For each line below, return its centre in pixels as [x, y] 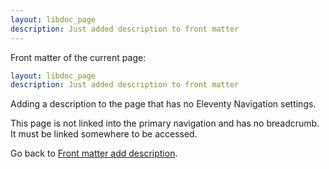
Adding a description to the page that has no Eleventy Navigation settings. [163, 104]
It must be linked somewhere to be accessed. [104, 134]
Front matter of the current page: [78, 57]
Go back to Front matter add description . [94, 153]
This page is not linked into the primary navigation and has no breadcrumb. [165, 123]
